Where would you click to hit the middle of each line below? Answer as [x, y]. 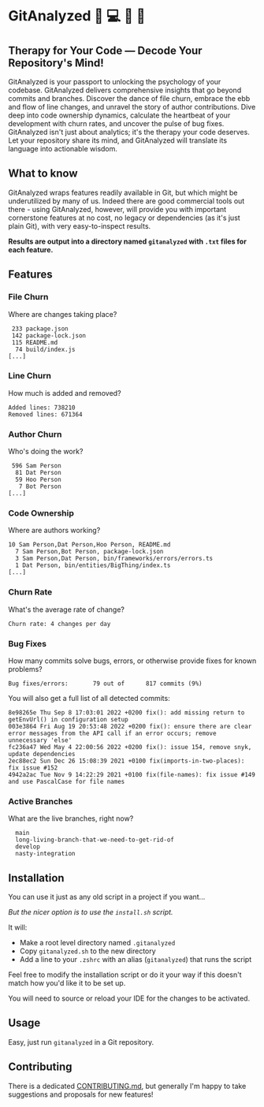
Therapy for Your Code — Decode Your [105, 50]
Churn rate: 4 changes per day [59, 624]
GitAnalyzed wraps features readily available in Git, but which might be [123, 192]
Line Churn [30, 376]
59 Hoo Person [38, 480]
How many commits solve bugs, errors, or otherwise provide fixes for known [132, 661]
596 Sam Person [36, 466]
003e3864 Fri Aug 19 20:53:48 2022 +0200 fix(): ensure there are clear [130, 726]
